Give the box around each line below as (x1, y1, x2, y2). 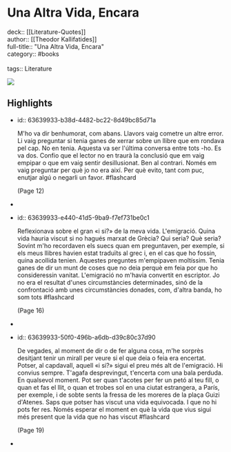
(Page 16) (17, 306, 45, 314)
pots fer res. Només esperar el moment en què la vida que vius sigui (17, 405, 212, 413)
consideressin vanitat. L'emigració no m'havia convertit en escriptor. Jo (17, 271, 220, 279)
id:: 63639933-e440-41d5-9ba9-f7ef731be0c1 (17, 213, 150, 222)
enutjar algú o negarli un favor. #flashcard (17, 173, 137, 181)
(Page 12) (17, 187, 45, 195)
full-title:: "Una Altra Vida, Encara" (7, 42, 105, 50)
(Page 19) (17, 426, 45, 434)
